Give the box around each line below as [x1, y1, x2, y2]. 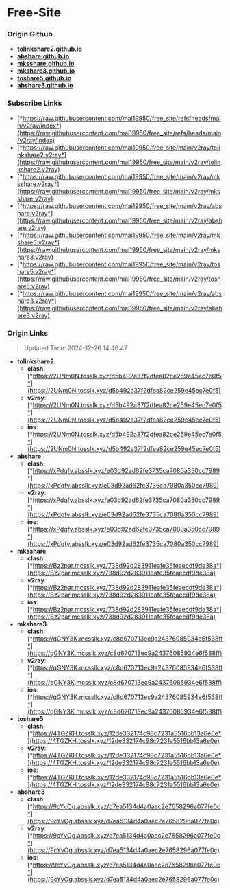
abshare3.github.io [16, 81, 73, 90]
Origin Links [7, 328, 49, 338]
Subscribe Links [7, 98, 62, 108]
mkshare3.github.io [16, 67, 75, 75]
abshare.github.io [16, 52, 70, 60]
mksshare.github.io [16, 60, 75, 68]
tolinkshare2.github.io [16, 45, 82, 53]
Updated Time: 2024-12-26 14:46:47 [23, 344, 128, 352]
